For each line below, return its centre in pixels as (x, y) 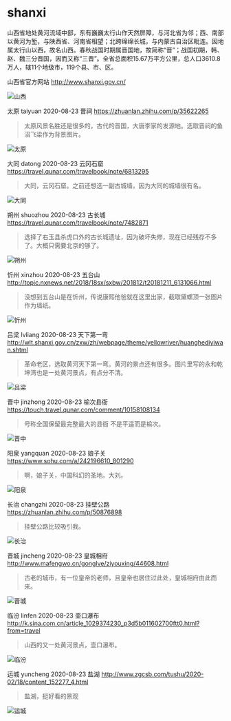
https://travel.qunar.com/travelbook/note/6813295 (78, 171)
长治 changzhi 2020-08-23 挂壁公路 (58, 504)
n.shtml (18, 349)
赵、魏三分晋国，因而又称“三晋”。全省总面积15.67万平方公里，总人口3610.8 (114, 58)
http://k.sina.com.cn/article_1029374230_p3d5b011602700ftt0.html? (103, 623)
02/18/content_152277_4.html (48, 682)
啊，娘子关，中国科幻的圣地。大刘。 (75, 475)
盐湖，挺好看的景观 (51, 696)
